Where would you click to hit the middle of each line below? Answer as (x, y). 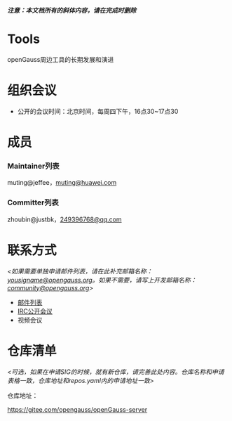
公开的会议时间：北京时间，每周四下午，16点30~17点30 (98, 111)
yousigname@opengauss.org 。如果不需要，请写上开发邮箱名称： (102, 280)
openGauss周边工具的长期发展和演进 (61, 59)
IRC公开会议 (35, 311)
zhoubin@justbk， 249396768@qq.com (64, 219)
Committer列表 (33, 202)
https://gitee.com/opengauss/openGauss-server (77, 409)
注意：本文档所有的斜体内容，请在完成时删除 (72, 10)
